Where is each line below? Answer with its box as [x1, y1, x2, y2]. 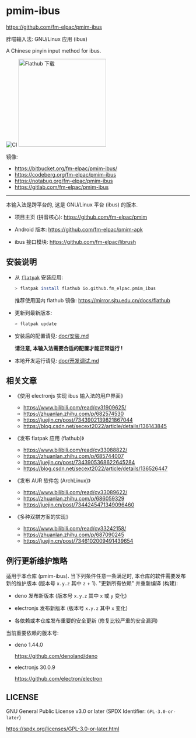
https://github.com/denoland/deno [14, 653, 98, 660]
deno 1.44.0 [14, 642, 43, 649]
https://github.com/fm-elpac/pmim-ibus [6, 23, 102, 30]
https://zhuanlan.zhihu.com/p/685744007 [23, 453, 124, 460]
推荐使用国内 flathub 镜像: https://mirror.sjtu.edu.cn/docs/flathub [14, 296, 170, 304]
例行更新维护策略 [6, 556, 68, 565]
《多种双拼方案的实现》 [14, 513, 71, 520]
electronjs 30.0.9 [14, 664, 55, 671]
